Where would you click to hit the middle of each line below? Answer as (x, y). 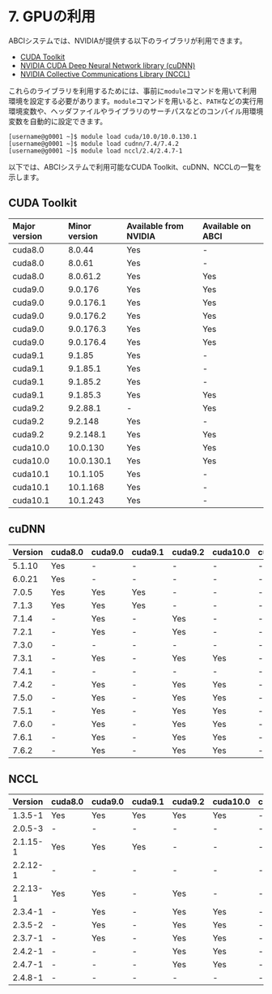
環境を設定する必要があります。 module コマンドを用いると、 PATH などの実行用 (136, 101)
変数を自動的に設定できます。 (58, 121)
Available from (155, 226)
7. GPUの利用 (52, 17)
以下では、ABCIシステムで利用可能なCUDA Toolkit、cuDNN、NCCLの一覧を (135, 166)
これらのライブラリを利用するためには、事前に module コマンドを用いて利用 (133, 91)
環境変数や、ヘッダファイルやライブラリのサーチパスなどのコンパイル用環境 (136, 111)
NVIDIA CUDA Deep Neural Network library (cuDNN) (108, 65)
